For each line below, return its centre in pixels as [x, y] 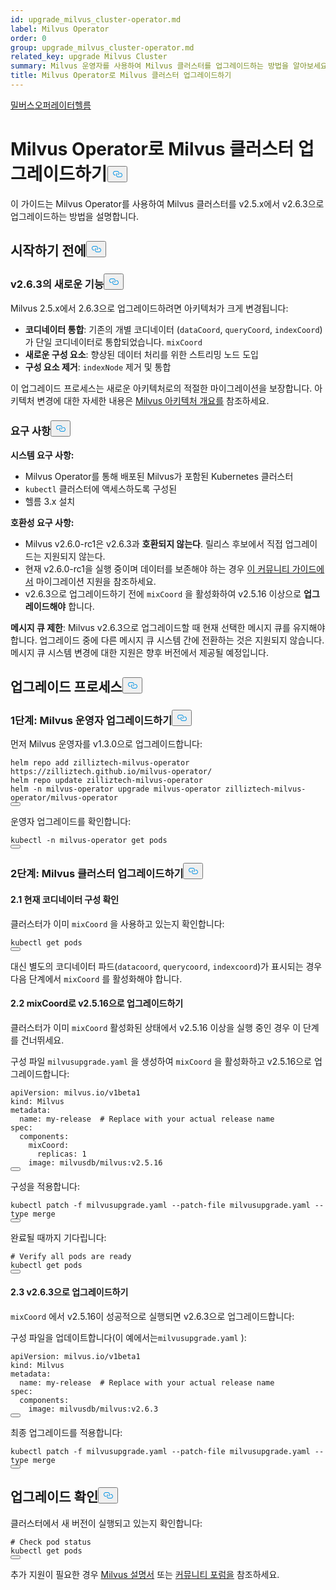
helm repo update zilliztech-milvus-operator [106, 781]
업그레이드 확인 [54, 1497]
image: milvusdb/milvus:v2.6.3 [93, 1409]
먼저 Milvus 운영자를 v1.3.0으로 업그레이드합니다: [106, 744]
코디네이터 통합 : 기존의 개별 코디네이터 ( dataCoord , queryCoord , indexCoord [172, 329]
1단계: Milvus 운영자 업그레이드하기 [91, 721]
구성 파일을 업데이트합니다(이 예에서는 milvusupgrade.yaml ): [128, 1338]
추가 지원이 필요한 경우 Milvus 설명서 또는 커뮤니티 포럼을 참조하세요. [145, 1574]
